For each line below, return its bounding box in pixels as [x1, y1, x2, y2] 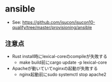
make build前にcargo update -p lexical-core [19, 59, 107, 65]
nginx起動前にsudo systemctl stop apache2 [19, 71, 107, 77]
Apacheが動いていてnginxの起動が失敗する [12, 65, 98, 71]
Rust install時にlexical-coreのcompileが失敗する [12, 53, 108, 59]
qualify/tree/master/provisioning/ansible [12, 24, 92, 30]
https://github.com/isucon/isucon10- [22, 19, 96, 25]
